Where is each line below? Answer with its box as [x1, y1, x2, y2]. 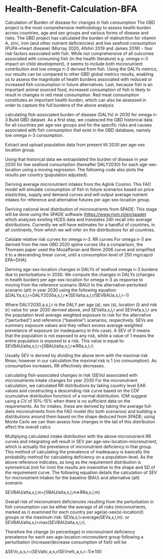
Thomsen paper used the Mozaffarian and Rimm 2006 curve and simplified [5, 247, 155, 252]
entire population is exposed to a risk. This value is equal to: [5, 338, 125, 343]
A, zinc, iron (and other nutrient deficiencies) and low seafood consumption [5, 40, 156, 46]
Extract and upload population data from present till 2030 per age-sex [5, 142, 146, 147]
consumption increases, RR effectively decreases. [5, 362, 105, 368]
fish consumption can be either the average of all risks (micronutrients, [5, 504, 147, 509]
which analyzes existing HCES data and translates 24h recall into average [5, 216, 152, 222]
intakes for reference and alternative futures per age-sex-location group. [5, 197, 151, 202]
